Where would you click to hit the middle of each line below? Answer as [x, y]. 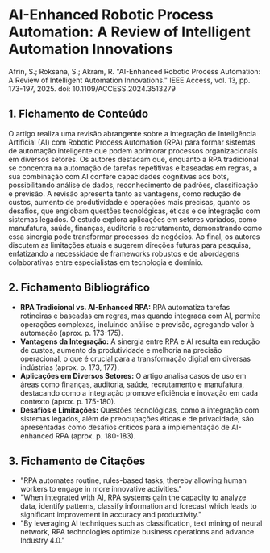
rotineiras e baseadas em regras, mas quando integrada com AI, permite [140, 316]
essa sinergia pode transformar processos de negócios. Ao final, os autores [134, 237]
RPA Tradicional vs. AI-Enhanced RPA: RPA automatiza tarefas [125, 307]
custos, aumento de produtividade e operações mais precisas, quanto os [129, 202]
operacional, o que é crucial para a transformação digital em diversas [135, 358]
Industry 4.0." [43, 540]
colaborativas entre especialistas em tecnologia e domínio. [106, 262]
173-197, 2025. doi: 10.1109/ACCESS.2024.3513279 [92, 88]
